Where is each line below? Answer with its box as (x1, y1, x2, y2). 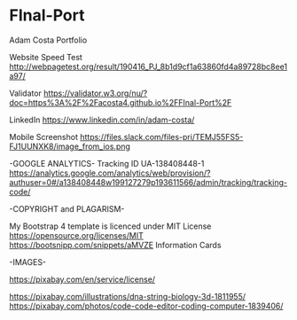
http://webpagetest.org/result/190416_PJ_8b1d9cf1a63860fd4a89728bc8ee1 (9, 61, 288, 72)
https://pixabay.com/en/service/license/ (9, 274, 156, 285)
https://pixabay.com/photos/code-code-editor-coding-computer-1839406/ (9, 300, 284, 311)
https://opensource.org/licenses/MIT (9, 230, 144, 240)
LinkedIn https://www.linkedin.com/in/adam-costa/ (9, 114, 195, 125)
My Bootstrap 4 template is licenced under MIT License (9, 221, 212, 231)
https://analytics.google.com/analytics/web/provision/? (9, 168, 211, 178)
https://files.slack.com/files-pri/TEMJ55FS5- (79, 131, 244, 142)
